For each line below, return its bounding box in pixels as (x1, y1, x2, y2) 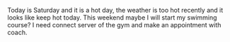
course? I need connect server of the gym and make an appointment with (7, 21, 222, 29)
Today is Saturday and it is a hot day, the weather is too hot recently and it (7, 6, 224, 14)
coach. (7, 28, 28, 36)
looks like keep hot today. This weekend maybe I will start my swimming (7, 13, 217, 22)
